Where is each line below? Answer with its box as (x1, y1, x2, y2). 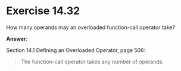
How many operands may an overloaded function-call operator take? (6, 24, 176, 31)
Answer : (6, 35, 28, 42)
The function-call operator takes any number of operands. (20, 58, 164, 65)
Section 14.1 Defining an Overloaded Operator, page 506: (6, 46, 146, 54)
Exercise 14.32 (6, 4, 80, 18)
